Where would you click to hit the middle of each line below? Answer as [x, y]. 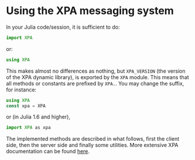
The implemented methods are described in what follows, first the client [93, 139]
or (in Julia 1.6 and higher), [38, 117]
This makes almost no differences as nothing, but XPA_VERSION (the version [96, 71]
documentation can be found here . [48, 151]
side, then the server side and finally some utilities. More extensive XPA [92, 145]
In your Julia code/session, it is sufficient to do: [63, 27]
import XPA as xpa [28, 128]
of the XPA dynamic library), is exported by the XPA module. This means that [97, 77]
